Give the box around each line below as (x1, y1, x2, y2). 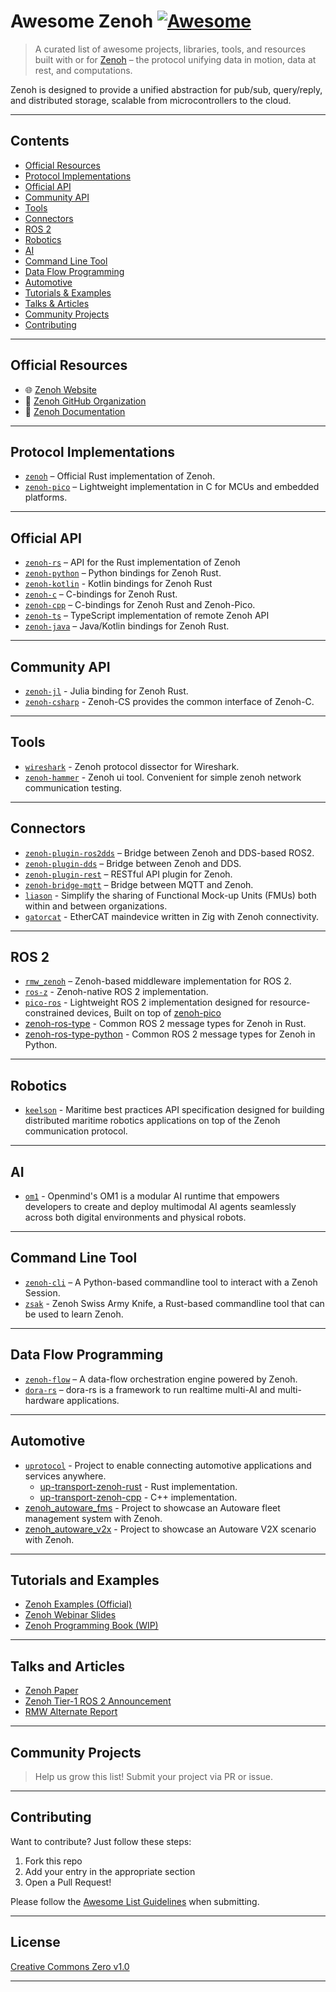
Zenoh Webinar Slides (24, 1609, 117, 1621)
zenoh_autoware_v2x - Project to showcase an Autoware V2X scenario (24, 1523, 317, 1535)
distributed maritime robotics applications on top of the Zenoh (24, 1115, 281, 1127)
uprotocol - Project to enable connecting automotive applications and (24, 1459, 312, 1471)
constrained (24, 1007, 75, 1019)
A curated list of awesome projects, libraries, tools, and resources (34, 43, 307, 55)
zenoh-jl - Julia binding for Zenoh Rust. (24, 685, 189, 697)
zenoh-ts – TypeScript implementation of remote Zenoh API (24, 610, 270, 622)
